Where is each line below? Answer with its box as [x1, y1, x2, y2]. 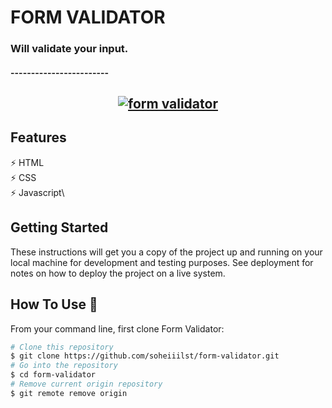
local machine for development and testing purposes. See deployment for [10, 256, 314, 268]
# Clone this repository [10, 342, 114, 352]
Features [10, 129, 67, 146]
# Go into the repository [10, 361, 118, 371]
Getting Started [10, 219, 109, 236]
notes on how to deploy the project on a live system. [10, 267, 226, 279]
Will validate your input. [10, 42, 129, 56]
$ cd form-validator [10, 370, 97, 380]
